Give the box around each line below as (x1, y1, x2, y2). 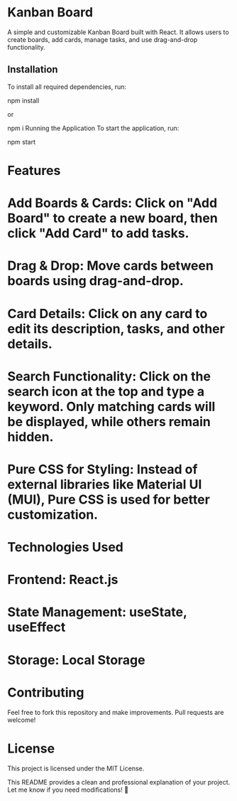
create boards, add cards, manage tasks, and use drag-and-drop (7, 35, 198, 43)
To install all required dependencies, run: (7, 83, 126, 91)
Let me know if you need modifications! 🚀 (7, 785, 129, 794)
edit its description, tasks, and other (7, 321, 225, 336)
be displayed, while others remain (7, 413, 211, 430)
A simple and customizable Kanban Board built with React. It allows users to (7, 28, 229, 36)
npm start (7, 137, 36, 146)
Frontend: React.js (7, 572, 118, 588)
